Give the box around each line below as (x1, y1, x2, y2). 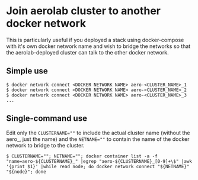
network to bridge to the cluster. (6, 142, 85, 149)
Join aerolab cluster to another (6, 4, 161, 18)
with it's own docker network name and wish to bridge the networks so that (6, 43, 191, 50)
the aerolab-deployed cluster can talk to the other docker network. (6, 49, 169, 56)
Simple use (6, 66, 49, 76)
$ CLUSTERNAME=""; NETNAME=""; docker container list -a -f (6, 153, 158, 159)
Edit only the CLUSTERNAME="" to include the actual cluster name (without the (6, 129, 190, 136)
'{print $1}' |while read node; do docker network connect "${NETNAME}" (6, 163, 190, 169)
